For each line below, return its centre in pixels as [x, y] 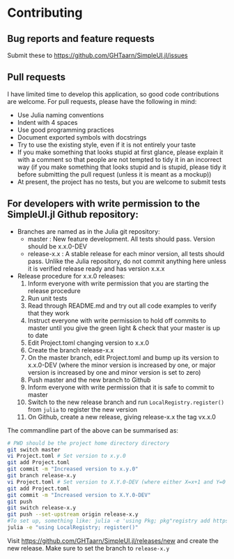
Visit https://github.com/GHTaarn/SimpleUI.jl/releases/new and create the [113, 541]
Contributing [45, 13]
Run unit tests [47, 298]
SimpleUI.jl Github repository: [73, 215]
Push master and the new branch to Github [89, 380]
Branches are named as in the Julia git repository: [88, 231]
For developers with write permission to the [104, 204]
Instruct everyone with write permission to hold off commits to [117, 320]
